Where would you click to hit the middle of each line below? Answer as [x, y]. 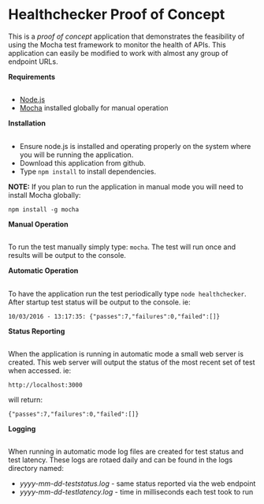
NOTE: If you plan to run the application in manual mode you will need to [126, 186]
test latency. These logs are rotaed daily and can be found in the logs [121, 460]
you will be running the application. [76, 155]
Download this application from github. [82, 162]
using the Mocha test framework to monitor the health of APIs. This [117, 44]
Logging [22, 428]
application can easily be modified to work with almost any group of [118, 53]
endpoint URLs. [33, 62]
